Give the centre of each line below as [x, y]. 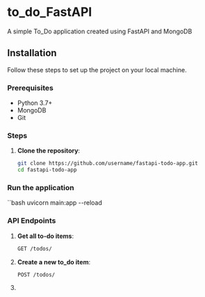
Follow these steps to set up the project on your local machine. [97, 69]
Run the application [41, 188]
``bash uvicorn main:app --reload [55, 203]
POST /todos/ [36, 275]
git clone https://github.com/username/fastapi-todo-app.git [108, 164]
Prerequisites [30, 87]
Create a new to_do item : [54, 262]
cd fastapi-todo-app [47, 170]
